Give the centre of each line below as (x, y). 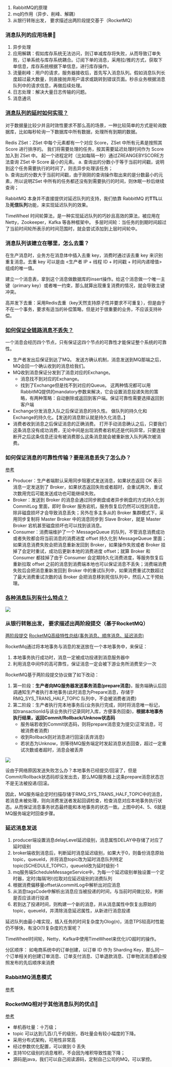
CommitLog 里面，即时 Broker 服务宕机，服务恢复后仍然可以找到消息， (88, 506)
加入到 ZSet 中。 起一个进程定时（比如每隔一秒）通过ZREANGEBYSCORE (82, 155)
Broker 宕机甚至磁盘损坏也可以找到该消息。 (59, 526)
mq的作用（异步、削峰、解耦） (45, 14)
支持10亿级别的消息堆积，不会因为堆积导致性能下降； (69, 1053)
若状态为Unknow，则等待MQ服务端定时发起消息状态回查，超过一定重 (93, 744)
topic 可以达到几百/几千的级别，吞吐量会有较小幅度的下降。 (76, 1033)
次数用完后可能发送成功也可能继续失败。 (55, 493)
